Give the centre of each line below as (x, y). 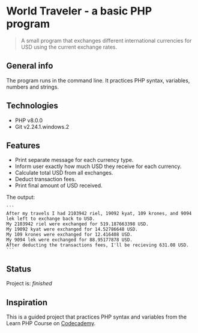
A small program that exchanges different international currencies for (106, 40)
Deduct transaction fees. (45, 179)
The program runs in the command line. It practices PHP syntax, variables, (98, 80)
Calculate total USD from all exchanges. (64, 173)
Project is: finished (29, 284)
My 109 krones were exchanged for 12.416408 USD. (70, 235)
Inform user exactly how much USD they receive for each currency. (98, 166)
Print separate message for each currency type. (74, 160)
